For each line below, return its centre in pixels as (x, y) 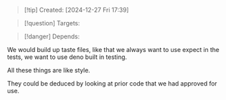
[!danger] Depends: (52, 36)
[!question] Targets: (52, 23)
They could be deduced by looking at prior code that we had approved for (112, 84)
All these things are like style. (49, 70)
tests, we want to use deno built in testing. (67, 57)
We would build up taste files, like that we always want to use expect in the (113, 50)
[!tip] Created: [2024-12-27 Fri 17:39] (76, 10)
